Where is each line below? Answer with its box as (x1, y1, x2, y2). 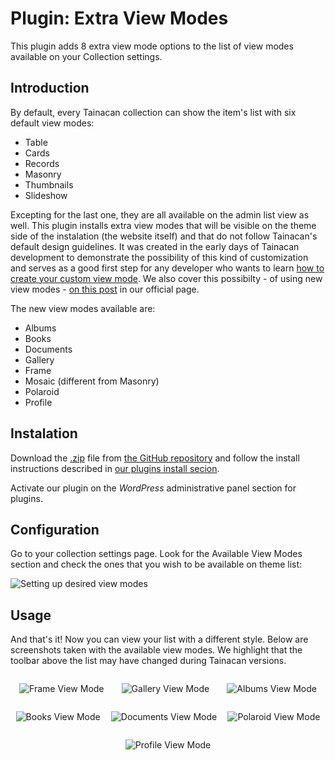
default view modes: (10, 117, 95, 129)
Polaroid (24, 385, 60, 397)
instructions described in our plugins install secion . (10, 462, 220, 474)
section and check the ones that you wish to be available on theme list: (10, 558, 303, 571)
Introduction (10, 80, 90, 97)
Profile (24, 396, 53, 408)
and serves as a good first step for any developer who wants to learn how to (10, 262, 325, 274)
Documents (24, 343, 73, 355)
